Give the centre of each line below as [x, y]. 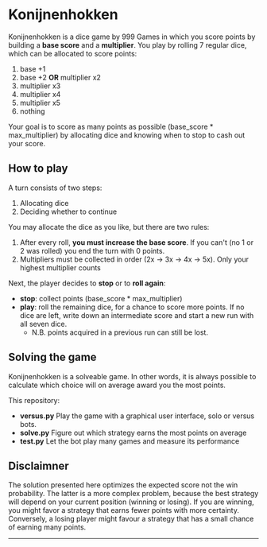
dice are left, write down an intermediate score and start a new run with [137, 315]
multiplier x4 [40, 94]
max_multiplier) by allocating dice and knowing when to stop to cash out [127, 135]
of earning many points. [47, 527]
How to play [38, 169]
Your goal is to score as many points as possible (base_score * [111, 126]
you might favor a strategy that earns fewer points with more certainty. [124, 510]
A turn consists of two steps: [55, 188]
